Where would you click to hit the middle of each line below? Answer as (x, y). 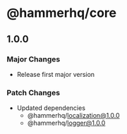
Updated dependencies (51, 108)
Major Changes (34, 59)
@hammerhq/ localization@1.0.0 (74, 116)
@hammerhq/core (62, 13)
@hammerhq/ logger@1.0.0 (66, 123)
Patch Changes (34, 92)
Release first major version (56, 74)
